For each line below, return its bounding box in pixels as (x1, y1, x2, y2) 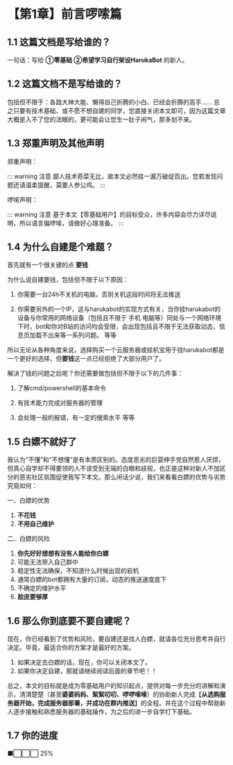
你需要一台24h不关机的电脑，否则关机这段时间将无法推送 (17, 290, 181, 299)
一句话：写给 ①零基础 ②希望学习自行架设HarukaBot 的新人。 (7, 56, 189, 64)
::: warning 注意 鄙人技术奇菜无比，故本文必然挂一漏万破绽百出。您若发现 (7, 171, 217, 180)
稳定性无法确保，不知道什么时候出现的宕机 (17, 566, 139, 575)
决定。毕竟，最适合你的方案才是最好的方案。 (7, 644, 135, 652)
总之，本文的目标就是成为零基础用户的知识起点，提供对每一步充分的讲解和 (7, 682, 220, 690)
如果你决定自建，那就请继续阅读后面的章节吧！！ (17, 667, 157, 675)
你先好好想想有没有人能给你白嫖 (17, 549, 109, 557)
